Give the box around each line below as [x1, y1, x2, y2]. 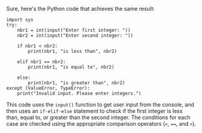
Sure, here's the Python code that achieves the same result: [6, 5, 155, 12]
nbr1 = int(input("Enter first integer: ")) [17, 27, 131, 33]
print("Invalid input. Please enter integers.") [17, 90, 142, 96]
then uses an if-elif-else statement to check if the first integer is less [6, 108, 183, 114]
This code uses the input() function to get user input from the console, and [6, 101, 195, 108]
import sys [6, 17, 34, 23]
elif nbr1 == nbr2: [17, 59, 66, 65]
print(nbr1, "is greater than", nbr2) [28, 80, 125, 86]
